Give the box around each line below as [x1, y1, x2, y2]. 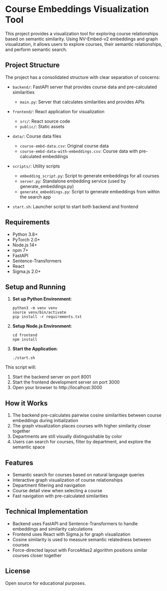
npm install [12, 337, 37, 342]
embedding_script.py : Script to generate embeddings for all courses [19, 173, 160, 179]
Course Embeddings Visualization [5, 3, 149, 15]
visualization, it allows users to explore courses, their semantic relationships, [5, 41, 163, 47]
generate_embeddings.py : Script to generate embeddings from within [19, 189, 160, 195]
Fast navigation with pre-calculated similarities [12, 493, 108, 499]
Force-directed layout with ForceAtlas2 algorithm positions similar [12, 547, 148, 553]
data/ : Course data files [12, 133, 61, 139]
